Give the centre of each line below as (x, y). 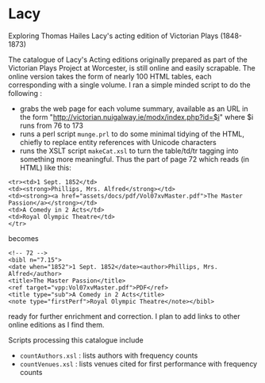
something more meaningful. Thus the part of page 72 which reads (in (134, 159)
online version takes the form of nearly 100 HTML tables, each (110, 76)
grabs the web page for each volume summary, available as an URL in (134, 109)
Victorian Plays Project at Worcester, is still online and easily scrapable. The (132, 67)
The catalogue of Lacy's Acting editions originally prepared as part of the (128, 59)
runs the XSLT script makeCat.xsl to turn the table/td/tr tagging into (129, 151)
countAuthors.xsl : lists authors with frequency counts (109, 355)
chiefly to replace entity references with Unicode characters (118, 142)
